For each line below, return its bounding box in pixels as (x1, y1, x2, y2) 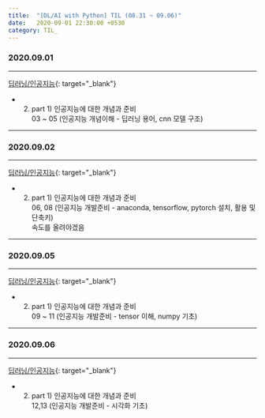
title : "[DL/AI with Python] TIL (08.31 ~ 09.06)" (8, 11, 181, 20)
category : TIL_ (8, 26, 58, 34)
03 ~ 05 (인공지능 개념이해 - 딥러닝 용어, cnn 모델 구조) (31, 114, 203, 123)
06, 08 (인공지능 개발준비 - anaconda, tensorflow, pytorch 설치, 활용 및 (31, 202, 256, 212)
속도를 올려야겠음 (31, 222, 85, 232)
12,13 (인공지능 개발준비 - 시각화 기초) (31, 401, 148, 410)
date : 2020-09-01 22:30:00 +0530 (8, 19, 125, 27)
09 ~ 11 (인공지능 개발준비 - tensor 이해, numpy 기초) (31, 311, 198, 321)
